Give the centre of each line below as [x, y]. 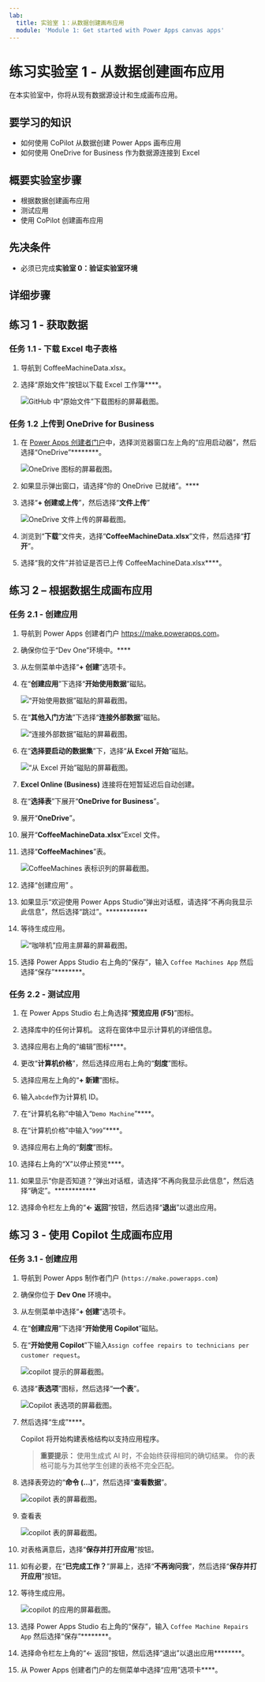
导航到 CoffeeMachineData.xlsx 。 [75, 367]
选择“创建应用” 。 [49, 884]
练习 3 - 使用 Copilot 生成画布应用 [91, 1235]
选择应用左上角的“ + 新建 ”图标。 [71, 1080]
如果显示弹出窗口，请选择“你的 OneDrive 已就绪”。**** [110, 486]
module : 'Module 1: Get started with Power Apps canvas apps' [120, 30]
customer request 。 [52, 1354]
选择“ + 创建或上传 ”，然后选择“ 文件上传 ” [85, 503]
